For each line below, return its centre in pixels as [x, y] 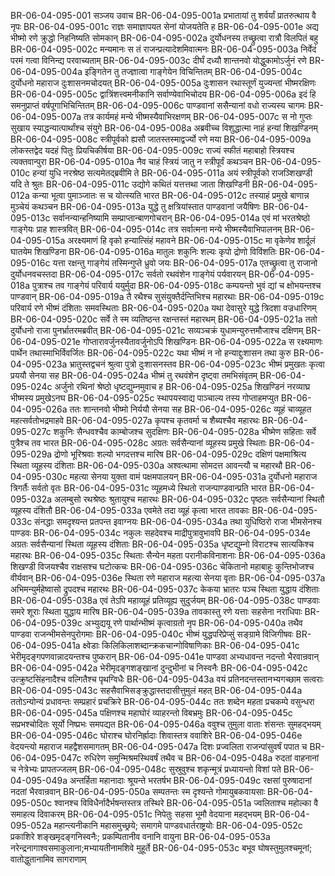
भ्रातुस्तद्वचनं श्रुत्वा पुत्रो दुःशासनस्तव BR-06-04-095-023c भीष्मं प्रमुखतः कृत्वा [197, 364]
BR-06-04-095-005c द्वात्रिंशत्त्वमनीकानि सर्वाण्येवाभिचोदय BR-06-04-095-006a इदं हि [163, 94]
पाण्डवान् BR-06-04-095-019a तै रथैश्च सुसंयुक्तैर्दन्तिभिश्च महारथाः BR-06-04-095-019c [167, 296]
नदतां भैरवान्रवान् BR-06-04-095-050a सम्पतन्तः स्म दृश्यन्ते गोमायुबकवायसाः [138, 791]
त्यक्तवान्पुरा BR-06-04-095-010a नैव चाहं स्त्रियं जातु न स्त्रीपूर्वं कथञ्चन [131, 161]
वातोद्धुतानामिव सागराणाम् [48, 859]
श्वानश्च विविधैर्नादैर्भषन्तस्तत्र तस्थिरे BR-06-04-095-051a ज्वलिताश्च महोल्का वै [186, 803]
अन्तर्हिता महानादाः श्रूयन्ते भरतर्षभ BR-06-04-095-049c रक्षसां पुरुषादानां [190, 780]
